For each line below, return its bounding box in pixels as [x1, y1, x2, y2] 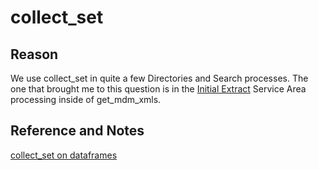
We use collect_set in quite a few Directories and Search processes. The [10, 72, 309, 84]
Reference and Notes [10, 122, 145, 140]
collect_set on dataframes [10, 149, 118, 161]
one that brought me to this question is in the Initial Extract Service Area [10, 83, 307, 95]
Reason [10, 46, 59, 63]
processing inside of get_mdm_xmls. [10, 94, 162, 105]
